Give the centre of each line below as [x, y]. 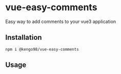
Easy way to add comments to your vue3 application [61, 21]
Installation [24, 38]
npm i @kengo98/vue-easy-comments [42, 49]
